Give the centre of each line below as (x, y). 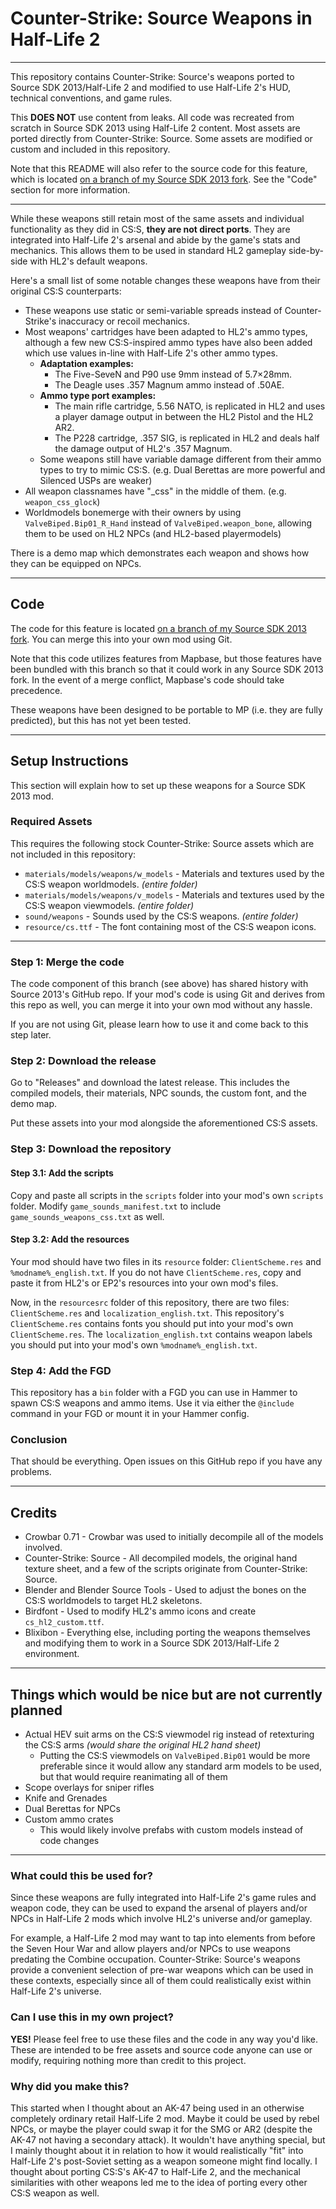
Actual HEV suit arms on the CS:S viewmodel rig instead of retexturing (169, 1734)
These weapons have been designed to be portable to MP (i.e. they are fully (166, 709)
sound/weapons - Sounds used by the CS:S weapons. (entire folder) (161, 916)
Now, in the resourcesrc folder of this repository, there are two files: (150, 1302)
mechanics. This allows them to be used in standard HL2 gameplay (148, 250)
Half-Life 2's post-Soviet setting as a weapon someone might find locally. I (164, 2161)
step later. (31, 1035)
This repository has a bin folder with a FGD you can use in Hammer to (154, 1393)
